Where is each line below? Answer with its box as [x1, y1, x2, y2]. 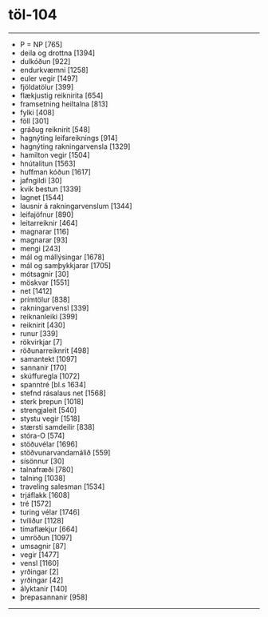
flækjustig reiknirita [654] [19, 90, 104, 100]
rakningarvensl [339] [19, 302, 89, 313]
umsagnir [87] [19, 541, 66, 551]
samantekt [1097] [19, 354, 77, 363]
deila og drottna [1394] [19, 48, 96, 58]
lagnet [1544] [19, 192, 64, 202]
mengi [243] [19, 243, 61, 253]
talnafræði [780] [19, 464, 74, 474]
